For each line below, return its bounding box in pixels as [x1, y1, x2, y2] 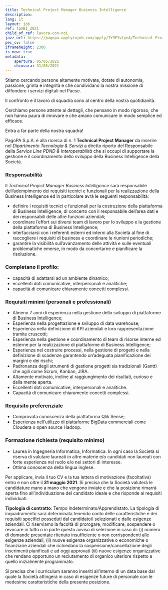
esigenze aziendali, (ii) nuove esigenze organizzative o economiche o [5, 537, 148, 543]
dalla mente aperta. [12, 379, 52, 385]
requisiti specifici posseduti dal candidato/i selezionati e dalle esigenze [5, 516, 151, 522]
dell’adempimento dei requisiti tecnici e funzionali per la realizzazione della [5, 188, 159, 194]
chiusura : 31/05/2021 [14, 63, 59, 68]
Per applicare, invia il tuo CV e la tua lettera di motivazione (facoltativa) [5, 474, 151, 480]
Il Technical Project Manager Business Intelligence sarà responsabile [5, 183, 147, 189]
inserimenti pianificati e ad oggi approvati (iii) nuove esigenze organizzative [5, 548, 161, 554]
